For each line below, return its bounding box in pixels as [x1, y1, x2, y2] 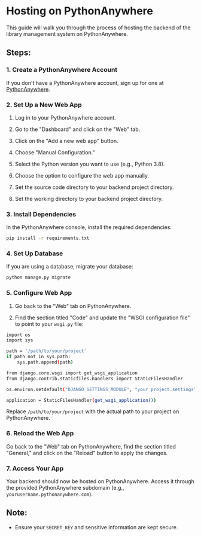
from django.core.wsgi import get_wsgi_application [6, 370, 138, 376]
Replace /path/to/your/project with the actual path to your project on [6, 408, 179, 415]
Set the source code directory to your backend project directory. [14, 184, 174, 191]
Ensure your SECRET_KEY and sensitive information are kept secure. [14, 523, 178, 530]
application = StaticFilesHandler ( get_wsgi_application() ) [6, 397, 157, 403]
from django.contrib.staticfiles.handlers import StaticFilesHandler [6, 376, 184, 382]
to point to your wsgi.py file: [14, 320, 84, 327]
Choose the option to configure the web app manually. [14, 172, 150, 179]
